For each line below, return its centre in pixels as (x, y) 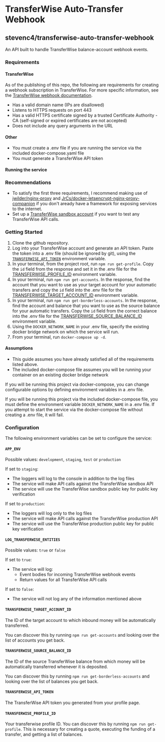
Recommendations (28, 182)
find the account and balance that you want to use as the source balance (86, 306)
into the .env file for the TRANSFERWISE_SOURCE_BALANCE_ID (77, 316)
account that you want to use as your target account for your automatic (84, 284)
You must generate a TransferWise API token (57, 158)
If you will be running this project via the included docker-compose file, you (82, 399)
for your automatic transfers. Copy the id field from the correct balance (84, 310)
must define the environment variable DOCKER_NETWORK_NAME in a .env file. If (80, 404)
